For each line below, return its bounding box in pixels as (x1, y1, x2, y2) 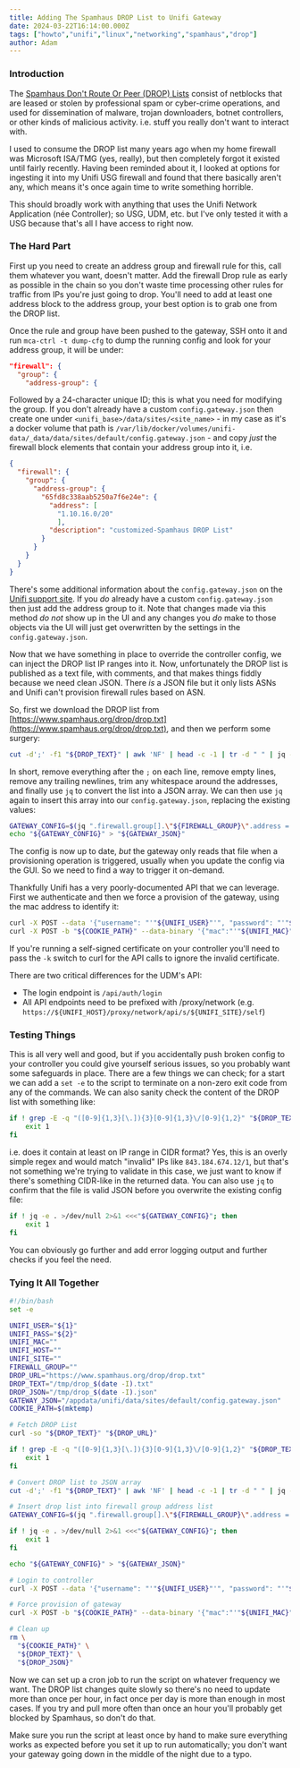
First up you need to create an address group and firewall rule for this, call (9, 261, 282, 271)
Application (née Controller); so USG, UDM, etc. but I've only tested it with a (9, 208, 288, 219)
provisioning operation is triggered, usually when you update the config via (9, 856, 286, 867)
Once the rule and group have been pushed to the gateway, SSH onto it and (9, 325, 287, 336)
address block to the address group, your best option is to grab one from (9, 298, 278, 309)
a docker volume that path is (9, 423, 114, 434)
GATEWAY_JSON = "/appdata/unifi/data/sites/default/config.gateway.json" (9, 1396, 281, 1405)
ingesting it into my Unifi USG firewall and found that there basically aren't (9, 172, 282, 183)
